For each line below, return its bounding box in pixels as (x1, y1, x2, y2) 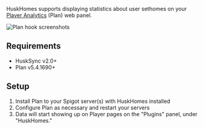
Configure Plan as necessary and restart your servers (15, 103, 150, 111)
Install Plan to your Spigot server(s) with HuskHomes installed (15, 97, 171, 105)
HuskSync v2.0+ (15, 57, 57, 64)
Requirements (6, 41, 61, 51)
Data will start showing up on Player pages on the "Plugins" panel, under (15, 110, 198, 117)
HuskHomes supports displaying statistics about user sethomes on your (6, 5, 187, 12)
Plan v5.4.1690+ (15, 63, 56, 71)
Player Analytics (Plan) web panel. (6, 12, 93, 19)
